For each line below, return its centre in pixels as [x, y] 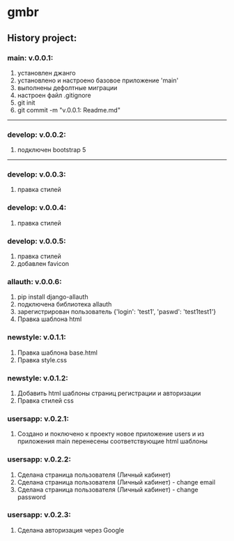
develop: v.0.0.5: [37, 241]
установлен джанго [46, 73]
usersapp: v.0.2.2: [39, 459]
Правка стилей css [46, 400]
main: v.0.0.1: [30, 58]
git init [26, 103]
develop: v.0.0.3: [37, 175]
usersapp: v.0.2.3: [39, 515]
